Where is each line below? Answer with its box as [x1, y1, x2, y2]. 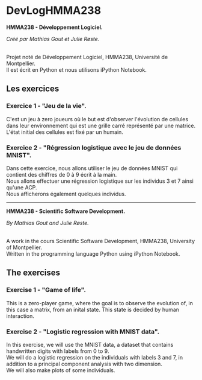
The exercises [6, 268, 61, 278]
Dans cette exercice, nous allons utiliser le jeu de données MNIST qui [6, 164, 178, 172]
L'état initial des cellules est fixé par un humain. [6, 128, 123, 136]
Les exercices [6, 84, 60, 94]
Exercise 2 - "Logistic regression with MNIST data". [6, 327, 160, 335]
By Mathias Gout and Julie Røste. [6, 219, 89, 226]
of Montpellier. [6, 244, 42, 251]
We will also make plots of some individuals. [6, 366, 115, 374]
